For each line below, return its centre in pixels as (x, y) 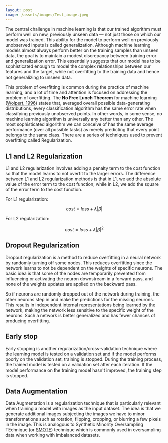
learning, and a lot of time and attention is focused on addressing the (76, 92)
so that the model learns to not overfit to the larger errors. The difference (80, 174)
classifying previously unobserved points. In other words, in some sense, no (84, 113)
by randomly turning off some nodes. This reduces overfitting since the (79, 263)
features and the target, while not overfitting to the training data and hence (82, 71)
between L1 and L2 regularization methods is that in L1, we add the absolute (83, 179)
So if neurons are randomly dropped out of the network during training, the (82, 294)
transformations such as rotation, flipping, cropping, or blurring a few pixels (83, 419)
